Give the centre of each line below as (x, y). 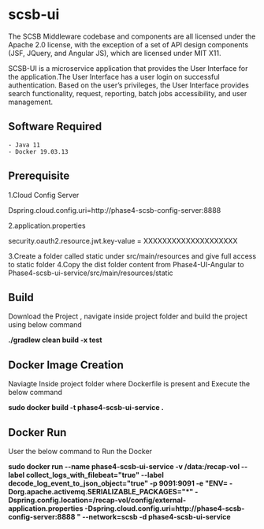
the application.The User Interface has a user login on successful (114, 76)
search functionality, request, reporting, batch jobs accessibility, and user (128, 93)
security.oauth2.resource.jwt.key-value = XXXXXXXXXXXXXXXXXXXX (123, 240)
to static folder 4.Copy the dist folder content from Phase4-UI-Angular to (126, 264)
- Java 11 (24, 145)
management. (31, 102)
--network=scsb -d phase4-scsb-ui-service (156, 517)
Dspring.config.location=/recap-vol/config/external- (97, 500)
